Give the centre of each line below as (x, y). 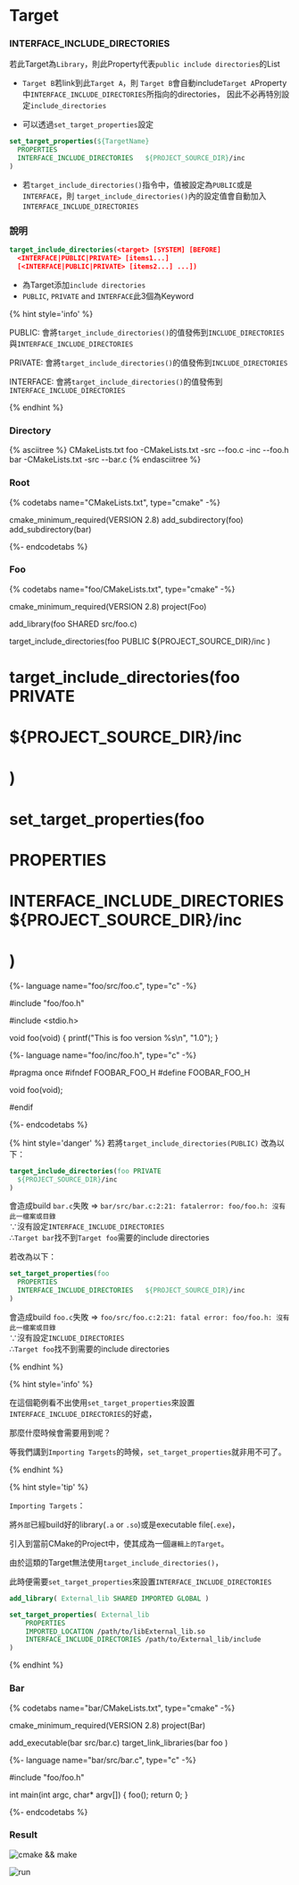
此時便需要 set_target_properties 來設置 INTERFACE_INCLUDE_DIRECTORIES (141, 1582)
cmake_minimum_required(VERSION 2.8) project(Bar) (108, 1725)
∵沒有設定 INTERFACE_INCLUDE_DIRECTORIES (87, 1226)
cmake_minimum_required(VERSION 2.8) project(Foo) (108, 606)
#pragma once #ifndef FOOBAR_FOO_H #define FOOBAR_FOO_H (130, 1072)
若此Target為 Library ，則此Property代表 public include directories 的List (145, 64)
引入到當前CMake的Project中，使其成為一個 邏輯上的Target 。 (119, 1543)
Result (24, 1835)
